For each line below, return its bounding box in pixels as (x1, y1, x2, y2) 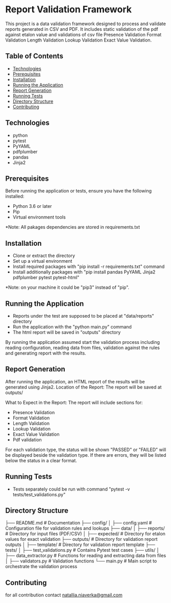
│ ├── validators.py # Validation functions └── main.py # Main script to (5, 558, 157, 564)
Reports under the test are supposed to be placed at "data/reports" (12, 313, 154, 319)
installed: (5, 193, 25, 200)
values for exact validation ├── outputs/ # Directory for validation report (5, 536, 158, 542)
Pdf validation (12, 436, 42, 442)
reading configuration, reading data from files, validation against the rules (5, 345, 160, 351)
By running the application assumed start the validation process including (5, 339, 160, 345)
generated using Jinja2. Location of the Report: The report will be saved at (5, 384, 162, 390)
